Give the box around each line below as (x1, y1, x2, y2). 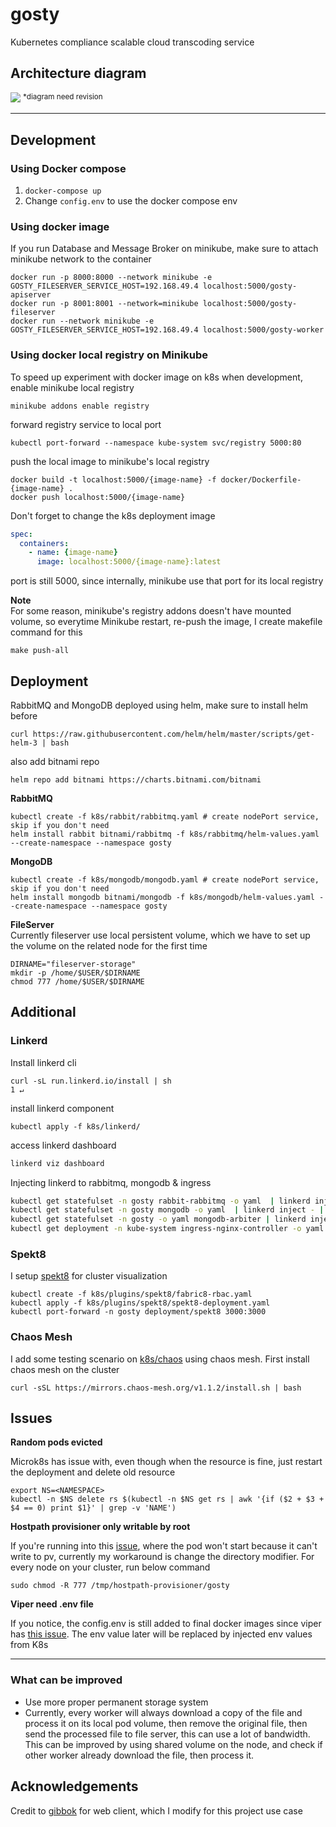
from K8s (10, 1639, 49, 1651)
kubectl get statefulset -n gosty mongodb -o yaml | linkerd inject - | (10, 1205, 325, 1215)
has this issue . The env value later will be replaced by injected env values (10, 1628, 313, 1640)
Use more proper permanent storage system (24, 1696, 209, 1708)
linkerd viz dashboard (10, 1158, 105, 1168)
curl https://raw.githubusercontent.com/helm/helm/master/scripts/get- (10, 729, 315, 739)
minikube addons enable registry (10, 401, 150, 411)
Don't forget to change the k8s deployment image (10, 509, 216, 522)
